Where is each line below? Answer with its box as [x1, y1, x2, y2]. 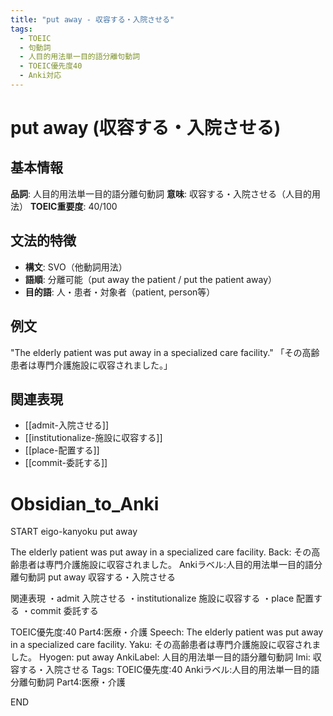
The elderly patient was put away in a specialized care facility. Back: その [10, 546, 312, 558]
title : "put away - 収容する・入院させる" [10, 14, 175, 25]
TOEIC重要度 [29, 200, 84, 212]
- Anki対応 [19, 71, 62, 81]
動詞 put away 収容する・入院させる [27, 571, 177, 583]
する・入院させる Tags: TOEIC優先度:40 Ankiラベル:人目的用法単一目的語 [18, 664, 320, 676]
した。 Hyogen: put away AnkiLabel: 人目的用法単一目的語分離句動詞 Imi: [10, 651, 311, 663]
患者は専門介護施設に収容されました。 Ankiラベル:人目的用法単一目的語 [18, 559, 314, 571]
